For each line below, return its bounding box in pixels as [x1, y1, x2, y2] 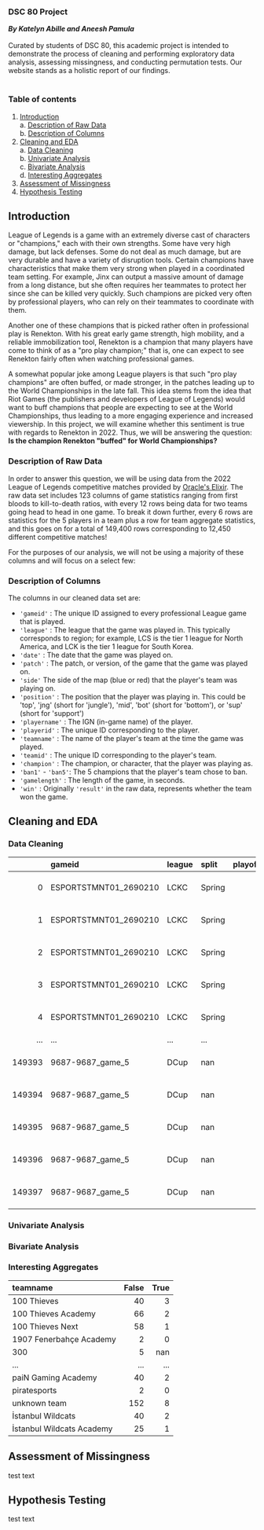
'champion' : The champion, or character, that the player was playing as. [19, 759, 253, 768]
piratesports [12, 1385, 57, 1396]
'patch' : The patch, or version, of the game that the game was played [19, 659, 248, 668]
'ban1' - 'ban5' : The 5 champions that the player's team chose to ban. [19, 767, 247, 776]
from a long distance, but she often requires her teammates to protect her [8, 281, 247, 290]
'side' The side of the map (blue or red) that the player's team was [19, 675, 238, 684]
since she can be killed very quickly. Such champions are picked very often [8, 289, 252, 299]
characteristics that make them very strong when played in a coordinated [8, 264, 245, 273]
